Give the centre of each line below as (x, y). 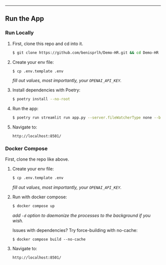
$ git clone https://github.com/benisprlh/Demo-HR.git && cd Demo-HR (85, 52)
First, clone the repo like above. (37, 159)
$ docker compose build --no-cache (49, 240)
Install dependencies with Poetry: (46, 90)
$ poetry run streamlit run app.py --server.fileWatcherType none (82, 118)
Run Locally (20, 33)
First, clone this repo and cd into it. (48, 44)
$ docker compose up (33, 206)
